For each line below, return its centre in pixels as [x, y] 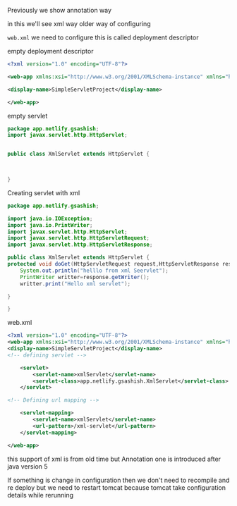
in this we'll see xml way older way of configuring [79, 24]
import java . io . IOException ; [50, 218]
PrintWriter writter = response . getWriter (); [85, 277]
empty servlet [28, 116]
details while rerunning [41, 495]
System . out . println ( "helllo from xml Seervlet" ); [95, 271]
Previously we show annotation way [59, 10]
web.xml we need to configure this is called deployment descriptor [103, 37]
